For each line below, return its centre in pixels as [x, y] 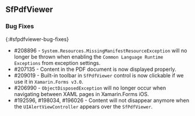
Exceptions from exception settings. [57, 63]
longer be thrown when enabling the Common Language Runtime [88, 57]
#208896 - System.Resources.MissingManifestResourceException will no [100, 50]
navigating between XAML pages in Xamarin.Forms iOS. [81, 94]
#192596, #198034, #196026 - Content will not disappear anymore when [102, 100]
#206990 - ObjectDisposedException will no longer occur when [90, 88]
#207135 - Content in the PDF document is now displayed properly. [95, 69]
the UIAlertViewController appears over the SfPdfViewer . [83, 106]
